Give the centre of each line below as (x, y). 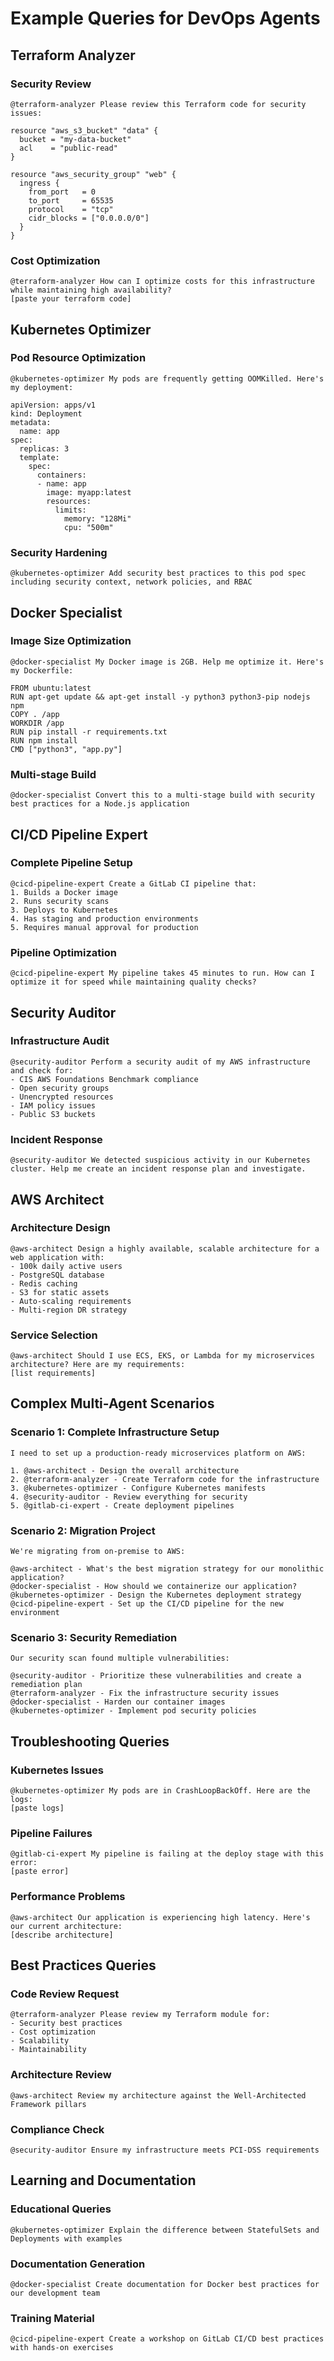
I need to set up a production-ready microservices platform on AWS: (158, 1453)
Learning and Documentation (103, 2180)
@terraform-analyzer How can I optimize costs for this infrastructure (162, 282)
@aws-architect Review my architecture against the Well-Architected (158, 2095)
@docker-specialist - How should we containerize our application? (154, 1587)
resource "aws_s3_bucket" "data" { (84, 130)
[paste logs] (37, 1808)
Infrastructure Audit (60, 1041)
